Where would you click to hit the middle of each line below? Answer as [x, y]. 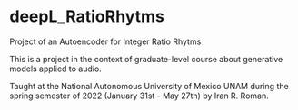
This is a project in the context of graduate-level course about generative [146, 59]
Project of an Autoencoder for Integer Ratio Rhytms [105, 41]
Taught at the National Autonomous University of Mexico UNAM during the [149, 86]
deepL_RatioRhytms [87, 17]
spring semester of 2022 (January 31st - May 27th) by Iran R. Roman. [139, 96]
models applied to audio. [55, 69]
